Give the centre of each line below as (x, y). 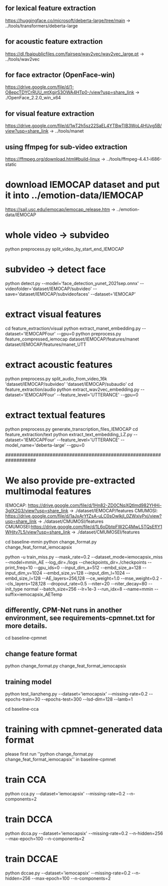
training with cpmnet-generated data (84, 729)
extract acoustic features (59, 365)
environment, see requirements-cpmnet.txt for (80, 618)
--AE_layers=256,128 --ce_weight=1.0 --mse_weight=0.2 (101, 578)
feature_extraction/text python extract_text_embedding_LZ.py (69, 434)
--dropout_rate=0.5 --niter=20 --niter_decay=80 (97, 583)
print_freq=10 (19, 567)
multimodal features (48, 491)
